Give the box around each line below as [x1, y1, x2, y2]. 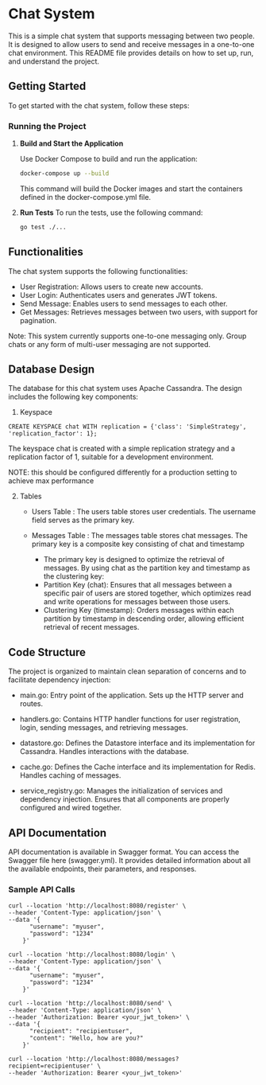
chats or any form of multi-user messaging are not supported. [8, 339, 211, 349]
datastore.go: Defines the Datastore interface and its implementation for [19, 738, 256, 748]
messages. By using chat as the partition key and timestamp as [43, 563, 250, 573]
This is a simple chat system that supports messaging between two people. [8, 31, 256, 41]
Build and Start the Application [19, 139, 124, 148]
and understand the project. [8, 57, 100, 66]
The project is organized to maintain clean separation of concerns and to [8, 666, 247, 677]
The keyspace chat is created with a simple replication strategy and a [8, 443, 236, 454]
